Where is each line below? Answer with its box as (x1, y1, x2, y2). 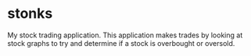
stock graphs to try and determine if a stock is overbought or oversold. (7, 38, 235, 47)
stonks (7, 5, 53, 23)
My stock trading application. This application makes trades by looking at (7, 30, 243, 40)
